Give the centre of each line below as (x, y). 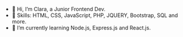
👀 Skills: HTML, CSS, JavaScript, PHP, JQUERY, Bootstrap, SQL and (95, 15)
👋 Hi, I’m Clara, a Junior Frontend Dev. (59, 9)
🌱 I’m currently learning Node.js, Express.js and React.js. (81, 28)
